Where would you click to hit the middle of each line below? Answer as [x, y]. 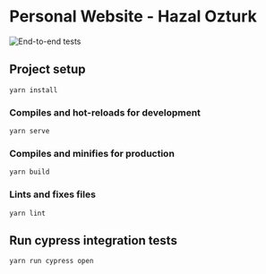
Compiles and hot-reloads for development [105, 112]
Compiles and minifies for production [92, 153]
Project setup [48, 69]
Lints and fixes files [53, 194]
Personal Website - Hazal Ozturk [133, 17]
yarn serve [30, 132]
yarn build [30, 172]
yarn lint [28, 213]
